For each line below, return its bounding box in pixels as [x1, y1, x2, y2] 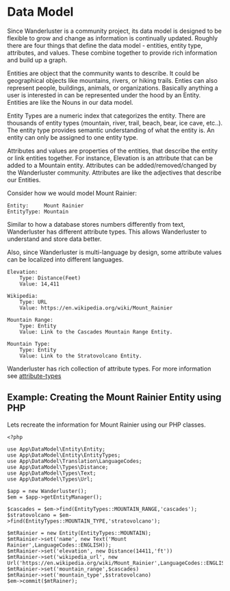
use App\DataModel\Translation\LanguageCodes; [7, 457, 142, 464]
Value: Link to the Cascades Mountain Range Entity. [19, 328, 173, 336]
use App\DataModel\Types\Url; [7, 475, 94, 483]
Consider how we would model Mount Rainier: [7, 189, 137, 197]
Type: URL [19, 299, 48, 305]
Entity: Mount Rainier [7, 202, 84, 209]
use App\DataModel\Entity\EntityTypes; [7, 451, 121, 459]
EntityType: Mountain [7, 208, 69, 215]
